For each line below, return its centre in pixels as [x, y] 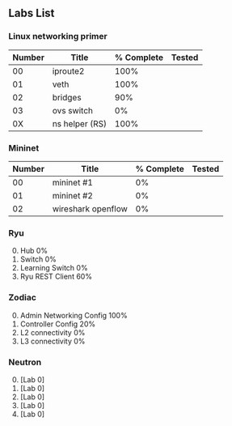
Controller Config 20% [57, 324]
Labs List [32, 13]
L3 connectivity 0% [53, 341]
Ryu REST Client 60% [56, 277]
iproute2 [68, 70]
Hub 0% [34, 251]
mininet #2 [72, 195]
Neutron [25, 362]
